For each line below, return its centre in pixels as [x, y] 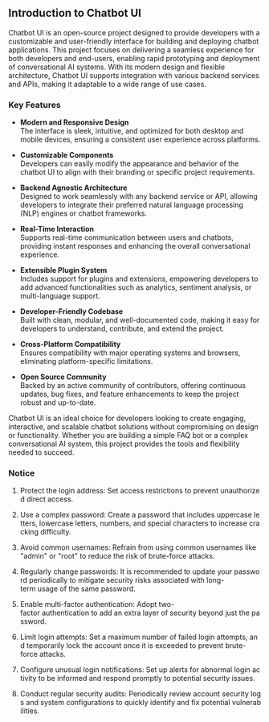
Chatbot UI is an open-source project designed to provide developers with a [134, 32]
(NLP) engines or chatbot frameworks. [84, 213]
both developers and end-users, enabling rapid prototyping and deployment [134, 58]
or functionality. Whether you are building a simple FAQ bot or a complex [128, 435]
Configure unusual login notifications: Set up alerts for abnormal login [135, 670]
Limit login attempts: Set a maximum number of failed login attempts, [134, 637]
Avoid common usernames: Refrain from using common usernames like [138, 547]
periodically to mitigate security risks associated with [117, 580]
